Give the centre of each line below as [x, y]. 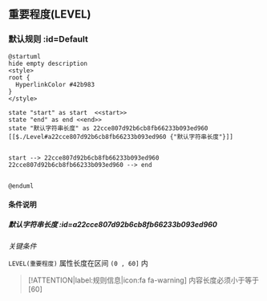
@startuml [25, 56]
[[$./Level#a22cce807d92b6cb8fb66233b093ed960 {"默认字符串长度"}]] [121, 136]
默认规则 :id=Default [48, 39]
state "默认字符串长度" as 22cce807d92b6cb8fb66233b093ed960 [108, 128]
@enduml [21, 186]
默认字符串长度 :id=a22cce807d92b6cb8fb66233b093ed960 [113, 224]
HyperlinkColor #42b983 [55, 84]
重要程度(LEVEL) [50, 14]
